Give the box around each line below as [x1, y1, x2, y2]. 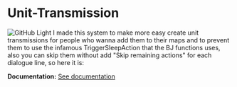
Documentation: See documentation [7, 72, 115, 81]
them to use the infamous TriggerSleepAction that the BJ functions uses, [7, 43, 221, 52]
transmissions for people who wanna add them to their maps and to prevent [7, 35, 230, 44]
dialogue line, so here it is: [7, 58, 84, 66]
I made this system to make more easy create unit [53, 28, 199, 37]
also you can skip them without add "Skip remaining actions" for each [7, 51, 212, 59]
